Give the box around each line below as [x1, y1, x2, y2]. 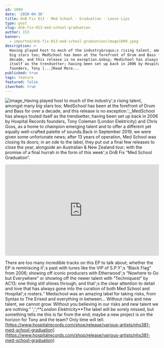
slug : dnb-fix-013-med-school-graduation [5, 25, 91, 30]
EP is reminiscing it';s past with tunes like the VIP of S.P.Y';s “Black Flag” [5, 265, 151, 271]
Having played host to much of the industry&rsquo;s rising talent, [9, 48, 152, 53]
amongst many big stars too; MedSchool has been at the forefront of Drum [5, 103, 155, 109]
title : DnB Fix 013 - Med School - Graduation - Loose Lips [5, 16, 130, 21]
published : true [5, 71, 38, 76]
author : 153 [5, 30, 29, 35]
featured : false [5, 79, 38, 84]
